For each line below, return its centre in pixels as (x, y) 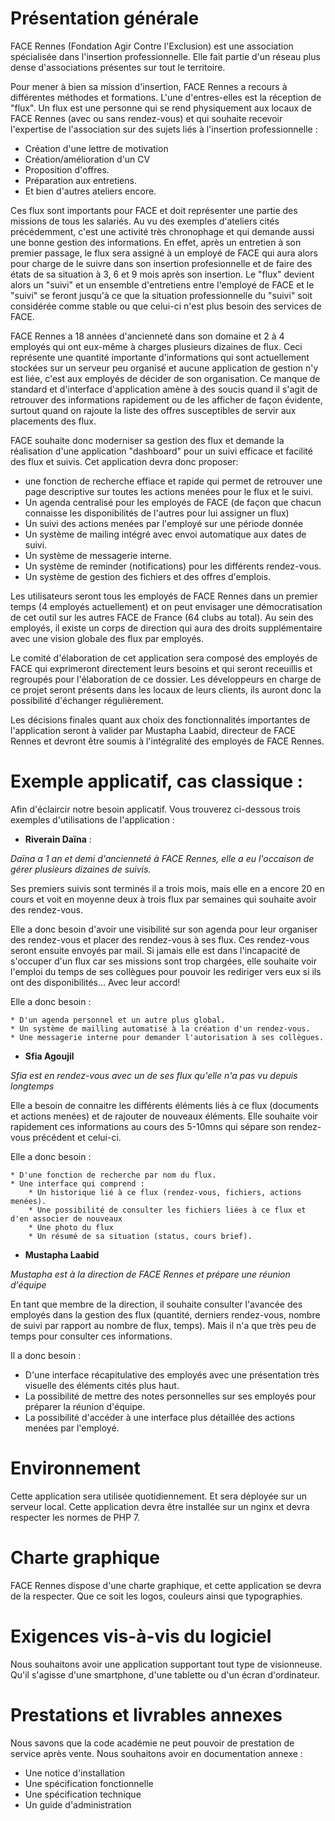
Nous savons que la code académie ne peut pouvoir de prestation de (152, 1743)
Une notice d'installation (74, 1773)
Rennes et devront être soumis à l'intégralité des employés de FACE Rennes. (167, 741)
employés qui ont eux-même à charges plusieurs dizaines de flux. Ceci (156, 346)
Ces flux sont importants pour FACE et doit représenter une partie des (154, 210)
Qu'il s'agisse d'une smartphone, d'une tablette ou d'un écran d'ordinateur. (165, 1674)
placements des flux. (53, 421)
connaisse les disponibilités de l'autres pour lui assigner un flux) (157, 513)
